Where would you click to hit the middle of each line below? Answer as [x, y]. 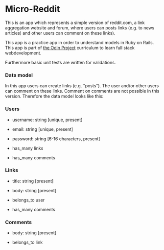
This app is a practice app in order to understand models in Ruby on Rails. [80, 42]
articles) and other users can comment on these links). [60, 33]
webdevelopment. [23, 53]
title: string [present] [33, 181]
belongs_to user [28, 200]
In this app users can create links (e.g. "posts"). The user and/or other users [82, 86]
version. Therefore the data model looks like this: [54, 96]
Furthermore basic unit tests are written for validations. [60, 62]
